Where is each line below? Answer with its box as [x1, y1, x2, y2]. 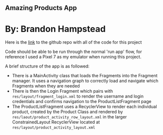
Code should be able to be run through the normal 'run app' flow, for [5, 49, 142, 55]
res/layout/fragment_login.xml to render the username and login [12, 93, 144, 99]
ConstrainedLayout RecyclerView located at [12, 119, 100, 125]
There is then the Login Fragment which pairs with [12, 88, 113, 94]
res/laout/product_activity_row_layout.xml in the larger [12, 114, 127, 120]
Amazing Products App [5, 4, 77, 12]
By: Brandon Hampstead [5, 23, 106, 34]
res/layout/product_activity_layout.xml [12, 125, 95, 130]
